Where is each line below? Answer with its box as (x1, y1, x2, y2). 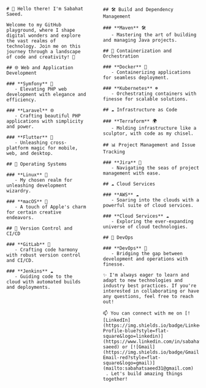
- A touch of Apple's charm (14, 204, 86, 210)
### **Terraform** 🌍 (103, 118, 158, 124)
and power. (6, 124, 34, 130)
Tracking (103, 149, 126, 155)
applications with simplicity (6, 118, 84, 124)
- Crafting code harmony (14, 247, 78, 253)
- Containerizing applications (111, 69, 191, 75)
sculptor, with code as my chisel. (103, 130, 194, 136)
